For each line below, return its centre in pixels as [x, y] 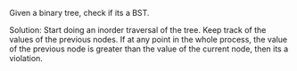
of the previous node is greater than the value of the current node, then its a [149, 49]
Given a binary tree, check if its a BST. [79, 13]
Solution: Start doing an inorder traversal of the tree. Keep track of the [138, 30]
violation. [26, 58]
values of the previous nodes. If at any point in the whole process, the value [148, 39]
